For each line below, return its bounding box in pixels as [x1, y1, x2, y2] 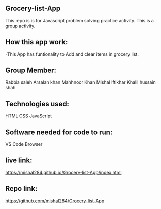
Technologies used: [5, 99, 70, 108]
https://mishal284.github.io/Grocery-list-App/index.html [5, 169, 122, 175]
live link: [5, 156, 33, 165]
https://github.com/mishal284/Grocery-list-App [5, 198, 105, 204]
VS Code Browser [5, 141, 43, 147]
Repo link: [5, 184, 38, 193]
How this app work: [5, 38, 68, 46]
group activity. [5, 23, 36, 29]
